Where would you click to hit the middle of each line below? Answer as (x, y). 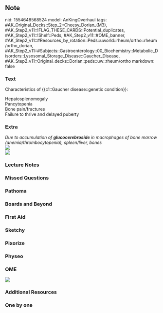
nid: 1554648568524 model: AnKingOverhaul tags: (56, 19)
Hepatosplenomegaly (27, 99)
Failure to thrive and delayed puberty (42, 114)
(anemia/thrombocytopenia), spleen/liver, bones (54, 142)
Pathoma (16, 191)
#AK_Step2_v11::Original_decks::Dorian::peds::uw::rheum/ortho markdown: (80, 61)
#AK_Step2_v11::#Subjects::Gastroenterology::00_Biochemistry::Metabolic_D (81, 51)
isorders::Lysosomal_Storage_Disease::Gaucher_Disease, (63, 56)
